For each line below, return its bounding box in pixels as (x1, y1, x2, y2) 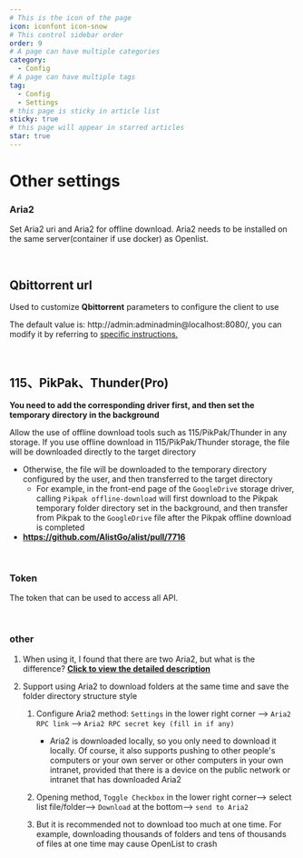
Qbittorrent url (9, 277, 93, 293)
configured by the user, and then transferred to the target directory (22, 474, 274, 484)
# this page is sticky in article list (9, 106, 161, 115)
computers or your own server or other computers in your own (49, 754, 284, 765)
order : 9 (9, 38, 43, 48)
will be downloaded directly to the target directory (9, 446, 197, 457)
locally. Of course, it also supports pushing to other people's (49, 744, 276, 755)
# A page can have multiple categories (9, 47, 161, 56)
